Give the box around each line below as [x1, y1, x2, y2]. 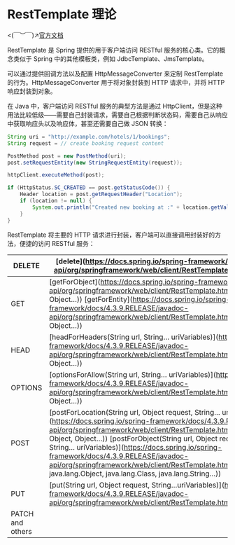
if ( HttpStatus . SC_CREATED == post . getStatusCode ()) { [7, 184, 171, 191]
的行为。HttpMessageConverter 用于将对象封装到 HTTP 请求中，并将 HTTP [7, 78, 225, 86]
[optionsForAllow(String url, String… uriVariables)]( [48, 369, 217, 379]
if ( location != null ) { [20, 198, 92, 205]
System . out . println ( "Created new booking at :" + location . [32, 204, 211, 211]
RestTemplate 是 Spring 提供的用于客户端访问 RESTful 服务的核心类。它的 [7, 46, 220, 54]
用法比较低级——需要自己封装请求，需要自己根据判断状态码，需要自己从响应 [7, 110, 228, 119]
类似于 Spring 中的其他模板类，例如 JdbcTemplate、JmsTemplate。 [13, 54, 208, 63]
